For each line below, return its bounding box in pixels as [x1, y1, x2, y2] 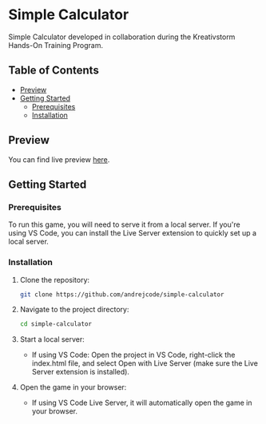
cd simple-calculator [19, 320, 92, 328]
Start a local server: [19, 335, 85, 344]
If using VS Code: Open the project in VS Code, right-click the [31, 350, 236, 360]
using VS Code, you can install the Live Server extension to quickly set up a [8, 228, 257, 238]
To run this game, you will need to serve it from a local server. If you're [8, 220, 241, 229]
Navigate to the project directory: [19, 305, 129, 315]
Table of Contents [8, 64, 100, 77]
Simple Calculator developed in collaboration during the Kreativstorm [8, 32, 236, 42]
